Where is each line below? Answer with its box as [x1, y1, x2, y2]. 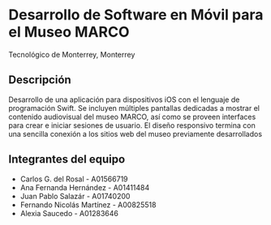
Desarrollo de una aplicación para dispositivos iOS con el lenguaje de [8, 95, 240, 104]
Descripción [8, 73, 71, 87]
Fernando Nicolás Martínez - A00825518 [19, 200, 157, 210]
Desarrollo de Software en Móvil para [8, 6, 264, 24]
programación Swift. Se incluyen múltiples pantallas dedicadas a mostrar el [8, 103, 260, 112]
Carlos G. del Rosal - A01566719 [19, 174, 128, 184]
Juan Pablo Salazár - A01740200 [19, 191, 131, 201]
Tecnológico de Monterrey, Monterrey [8, 49, 135, 59]
